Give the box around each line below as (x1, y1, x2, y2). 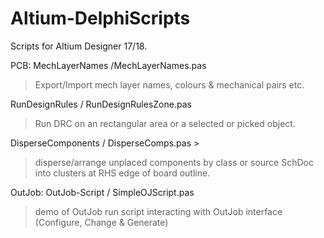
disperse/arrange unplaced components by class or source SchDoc (34, 156, 314, 168)
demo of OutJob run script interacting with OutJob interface (34, 205, 283, 217)
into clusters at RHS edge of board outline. (34, 167, 211, 179)
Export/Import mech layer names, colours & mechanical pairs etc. (34, 78, 305, 91)
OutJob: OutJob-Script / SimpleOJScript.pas (10, 186, 195, 198)
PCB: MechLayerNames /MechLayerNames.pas (10, 59, 207, 71)
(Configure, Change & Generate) (34, 216, 169, 228)
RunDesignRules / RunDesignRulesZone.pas (10, 98, 192, 110)
